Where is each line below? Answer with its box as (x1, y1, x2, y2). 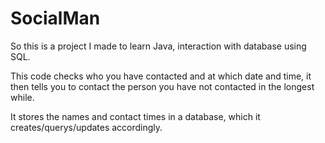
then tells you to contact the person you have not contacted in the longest (10, 80, 315, 92)
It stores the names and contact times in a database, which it (10, 110, 261, 122)
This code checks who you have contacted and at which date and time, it (10, 70, 312, 82)
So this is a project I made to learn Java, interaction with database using (10, 40, 307, 52)
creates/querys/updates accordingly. (10, 121, 163, 133)
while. (10, 91, 35, 103)
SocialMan (10, 7, 101, 30)
